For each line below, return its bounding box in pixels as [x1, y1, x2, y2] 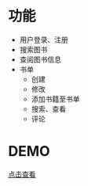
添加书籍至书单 [31, 94, 80, 104]
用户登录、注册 [19, 35, 68, 44]
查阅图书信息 [19, 55, 61, 64]
